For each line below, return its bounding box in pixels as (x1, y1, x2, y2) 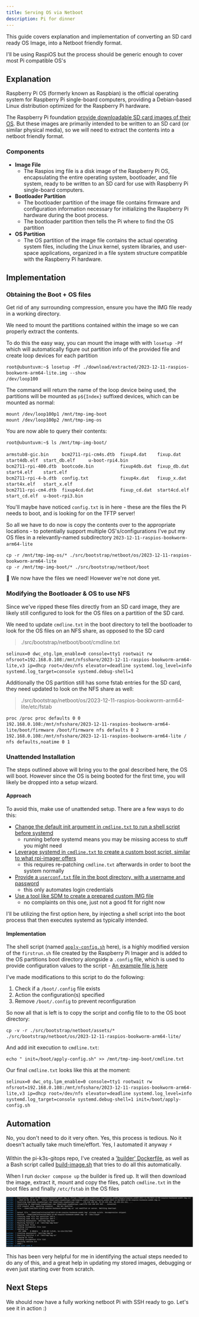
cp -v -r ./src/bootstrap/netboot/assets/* (6, 1028, 115, 1034)
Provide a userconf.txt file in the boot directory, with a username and (14, 874, 185, 881)
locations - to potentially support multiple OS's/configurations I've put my (6, 528, 185, 535)
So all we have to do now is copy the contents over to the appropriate (6, 522, 176, 529)
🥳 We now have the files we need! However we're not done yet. (6, 575, 161, 582)
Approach (6, 792, 31, 800)
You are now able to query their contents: (6, 427, 107, 435)
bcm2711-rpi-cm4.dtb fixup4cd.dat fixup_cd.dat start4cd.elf (6, 487, 190, 493)
